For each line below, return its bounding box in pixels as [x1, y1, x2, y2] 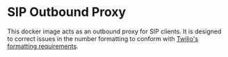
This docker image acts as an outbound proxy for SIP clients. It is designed [7, 27, 222, 35]
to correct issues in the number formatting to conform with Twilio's [7, 34, 199, 42]
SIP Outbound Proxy [7, 4, 127, 20]
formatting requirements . [7, 42, 79, 50]
